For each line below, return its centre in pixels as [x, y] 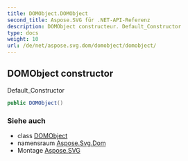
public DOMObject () [35, 103]
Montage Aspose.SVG [49, 150]
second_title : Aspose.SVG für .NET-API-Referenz [79, 20]
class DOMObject [42, 135]
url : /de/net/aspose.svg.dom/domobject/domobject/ [82, 46]
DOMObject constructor [60, 74]
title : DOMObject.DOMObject [48, 13]
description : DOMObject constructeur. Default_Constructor [94, 26]
